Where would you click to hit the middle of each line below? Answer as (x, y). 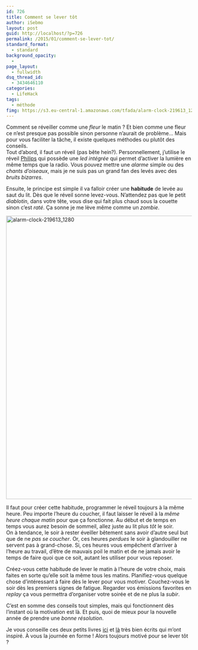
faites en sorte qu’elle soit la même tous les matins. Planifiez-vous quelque (97, 576)
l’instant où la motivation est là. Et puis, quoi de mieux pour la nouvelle (91, 612)
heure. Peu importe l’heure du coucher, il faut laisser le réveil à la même (93, 514)
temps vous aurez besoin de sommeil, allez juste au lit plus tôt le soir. (90, 527)
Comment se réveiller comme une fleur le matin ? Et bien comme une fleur (96, 127)
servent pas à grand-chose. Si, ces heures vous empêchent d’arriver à (92, 545)
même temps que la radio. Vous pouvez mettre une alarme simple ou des (95, 165)
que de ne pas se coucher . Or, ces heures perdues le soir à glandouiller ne (97, 539)
